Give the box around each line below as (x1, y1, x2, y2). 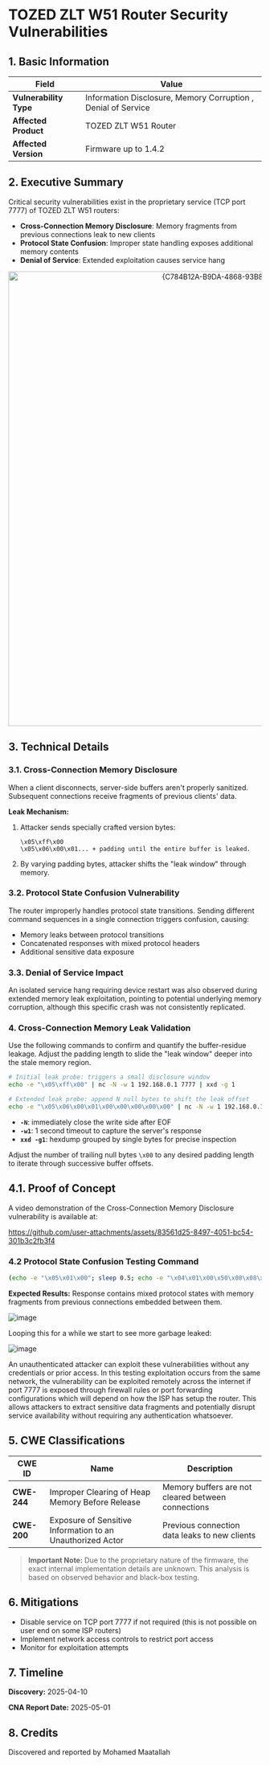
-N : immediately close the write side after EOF (19, 1117, 172, 1127)
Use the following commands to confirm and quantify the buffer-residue (8, 1041, 247, 1050)
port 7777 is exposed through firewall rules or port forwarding (8, 1385, 213, 1394)
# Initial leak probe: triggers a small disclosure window (8, 1073, 211, 1082)
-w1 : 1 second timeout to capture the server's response (19, 1125, 202, 1135)
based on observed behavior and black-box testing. (27, 1572, 199, 1582)
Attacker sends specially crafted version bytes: (19, 822, 176, 832)
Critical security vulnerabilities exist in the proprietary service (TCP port (8, 197, 246, 207)
